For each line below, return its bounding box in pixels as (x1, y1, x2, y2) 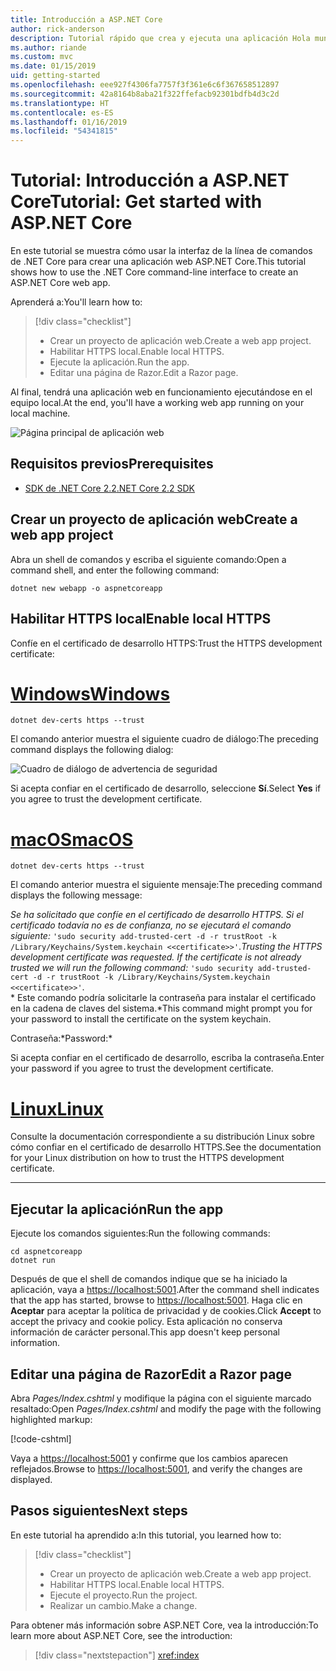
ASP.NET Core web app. (10, 277, 111, 289)
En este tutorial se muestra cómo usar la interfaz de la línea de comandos (10, 245, 313, 257)
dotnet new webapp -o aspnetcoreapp (10, 583, 163, 593)
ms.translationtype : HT (10, 98, 110, 108)
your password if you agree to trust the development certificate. (10, 1062, 274, 1075)
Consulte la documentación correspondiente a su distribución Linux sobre (10, 1131, 315, 1143)
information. (10, 1337, 61, 1349)
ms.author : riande (10, 42, 87, 53)
